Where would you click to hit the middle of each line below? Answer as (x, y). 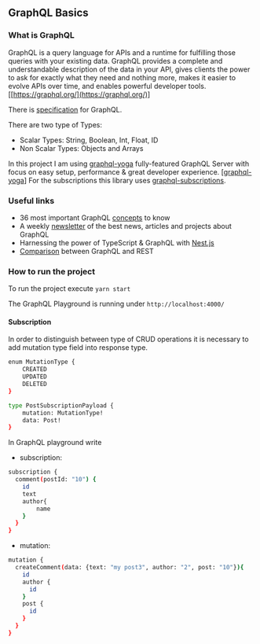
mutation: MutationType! (63, 413)
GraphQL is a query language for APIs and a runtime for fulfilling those (122, 52)
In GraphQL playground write (55, 443)
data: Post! (42, 420)
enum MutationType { (42, 362)
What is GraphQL (41, 35)
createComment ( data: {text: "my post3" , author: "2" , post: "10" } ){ (130, 568)
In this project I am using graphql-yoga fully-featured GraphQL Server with (129, 164)
